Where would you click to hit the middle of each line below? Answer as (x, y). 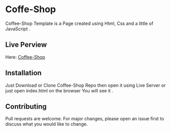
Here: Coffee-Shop (25, 57)
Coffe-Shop (31, 9)
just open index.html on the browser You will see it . (59, 90)
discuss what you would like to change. (47, 124)
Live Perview (26, 45)
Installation (23, 73)
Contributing (26, 106)
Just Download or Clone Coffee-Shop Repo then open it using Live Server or (85, 85)
